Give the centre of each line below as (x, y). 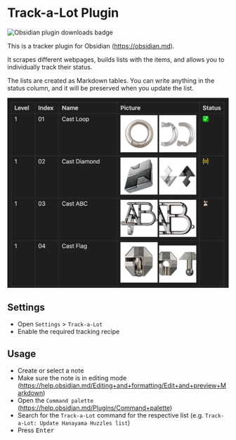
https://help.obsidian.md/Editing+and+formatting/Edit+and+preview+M (123, 386)
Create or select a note (51, 371)
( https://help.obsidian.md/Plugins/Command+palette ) (95, 408)
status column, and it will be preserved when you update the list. (101, 88)
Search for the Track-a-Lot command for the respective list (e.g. (110, 415)
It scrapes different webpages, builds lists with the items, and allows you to (116, 59)
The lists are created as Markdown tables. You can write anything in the (111, 80)
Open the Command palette (55, 401)
